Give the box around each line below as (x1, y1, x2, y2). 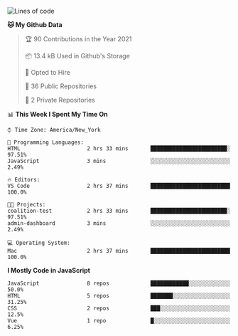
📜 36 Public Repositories (24, 82, 97, 90)
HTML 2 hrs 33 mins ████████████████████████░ (7, 145, 231, 152)
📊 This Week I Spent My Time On (7, 110, 108, 118)
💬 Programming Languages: (7, 139, 84, 146)
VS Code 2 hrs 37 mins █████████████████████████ (7, 182, 231, 189)
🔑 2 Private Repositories (24, 96, 96, 104)
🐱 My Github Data (7, 21, 63, 28)
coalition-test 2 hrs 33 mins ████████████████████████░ (7, 207, 231, 214)
